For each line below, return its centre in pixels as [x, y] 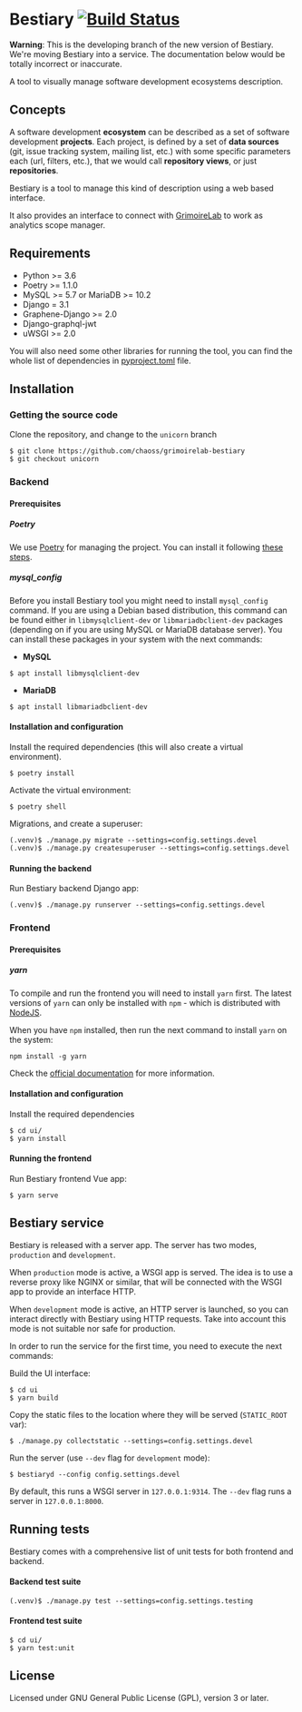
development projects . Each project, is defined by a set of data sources [144, 142]
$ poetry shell [38, 807]
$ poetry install [42, 773]
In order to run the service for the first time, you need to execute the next [146, 1346]
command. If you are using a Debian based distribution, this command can [148, 610]
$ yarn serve [34, 1195]
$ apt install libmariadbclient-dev [78, 707]
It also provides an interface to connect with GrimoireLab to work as [136, 215]
